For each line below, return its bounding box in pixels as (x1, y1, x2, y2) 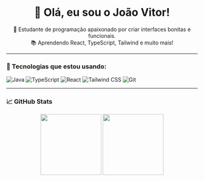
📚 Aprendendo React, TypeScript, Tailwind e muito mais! (30, 39, 174, 46)
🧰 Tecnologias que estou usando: (6, 62, 107, 71)
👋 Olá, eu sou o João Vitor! (34, 5, 170, 20)
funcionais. (87, 32, 117, 39)
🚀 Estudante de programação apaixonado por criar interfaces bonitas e (13, 26, 191, 33)
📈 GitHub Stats (6, 98, 53, 106)
